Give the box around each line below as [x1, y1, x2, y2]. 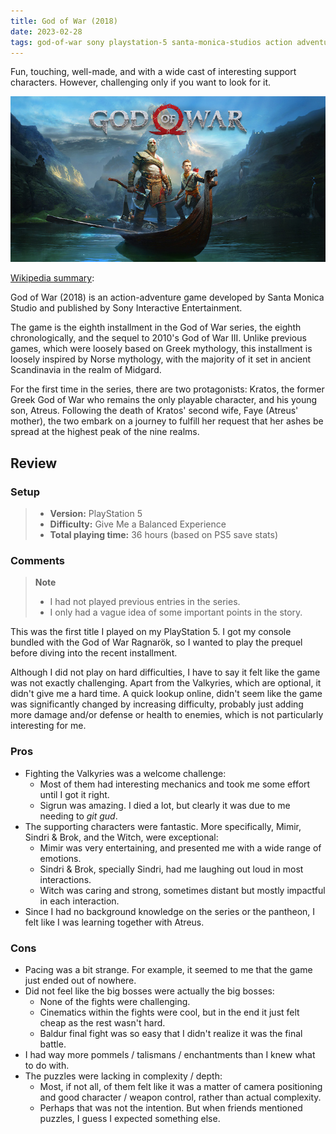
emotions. [39, 852, 82, 864]
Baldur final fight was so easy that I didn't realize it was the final [39, 1028, 303, 1040]
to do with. [24, 1060, 70, 1072]
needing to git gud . [39, 810, 118, 822]
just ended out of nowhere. [24, 975, 137, 987]
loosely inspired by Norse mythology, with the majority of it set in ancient [10, 353, 312, 365]
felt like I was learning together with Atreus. [24, 916, 205, 928]
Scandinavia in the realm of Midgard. [10, 364, 162, 376]
